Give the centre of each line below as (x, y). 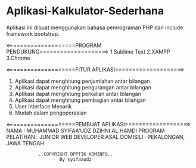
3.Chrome (18, 58)
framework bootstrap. (33, 33)
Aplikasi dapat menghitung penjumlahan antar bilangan (82, 81)
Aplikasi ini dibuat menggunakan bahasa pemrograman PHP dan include (95, 27)
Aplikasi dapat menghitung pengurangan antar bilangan (83, 87)
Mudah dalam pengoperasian (51, 113)
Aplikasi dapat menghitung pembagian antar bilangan (80, 100)
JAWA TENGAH (25, 143)
